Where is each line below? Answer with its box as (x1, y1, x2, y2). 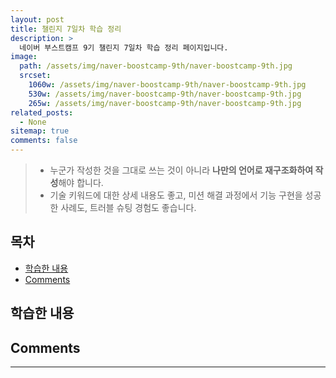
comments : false (10, 136, 78, 146)
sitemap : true (10, 126, 70, 136)
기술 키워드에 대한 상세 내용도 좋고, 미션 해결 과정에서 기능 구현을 (49, 189, 303, 201)
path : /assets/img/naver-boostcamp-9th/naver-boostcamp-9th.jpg (19, 61, 293, 71)
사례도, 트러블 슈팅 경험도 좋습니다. (60, 202, 197, 213)
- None (19, 117, 47, 127)
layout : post (10, 14, 65, 25)
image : (10, 52, 38, 62)
